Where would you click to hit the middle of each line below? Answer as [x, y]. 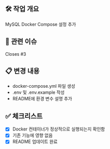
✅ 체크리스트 [24, 116]
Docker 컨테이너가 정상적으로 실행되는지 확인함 [58, 129]
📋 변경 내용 [22, 71]
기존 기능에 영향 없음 [32, 135]
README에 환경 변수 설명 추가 [42, 99]
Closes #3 [16, 54]
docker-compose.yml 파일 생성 [44, 86]
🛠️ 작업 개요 [22, 9]
